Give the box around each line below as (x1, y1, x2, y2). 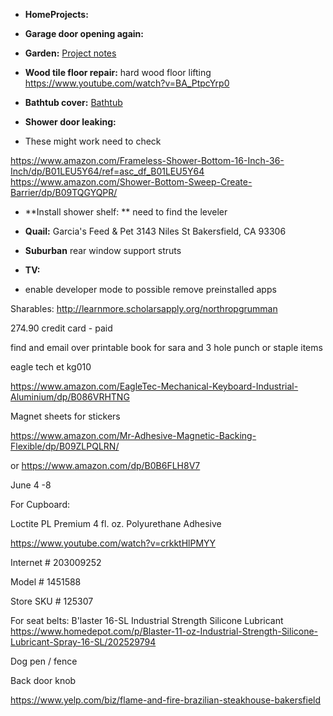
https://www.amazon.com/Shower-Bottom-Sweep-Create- (10, 176, 253, 188)
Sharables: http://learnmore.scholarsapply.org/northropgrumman (10, 303, 278, 314)
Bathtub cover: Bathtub (24, 97, 123, 108)
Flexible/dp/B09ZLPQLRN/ (10, 440, 120, 452)
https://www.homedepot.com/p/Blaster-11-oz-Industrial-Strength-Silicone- (10, 625, 319, 637)
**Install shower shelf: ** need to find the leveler (24, 206, 228, 218)
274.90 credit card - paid (10, 322, 113, 334)
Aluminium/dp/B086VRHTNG (10, 391, 130, 403)
